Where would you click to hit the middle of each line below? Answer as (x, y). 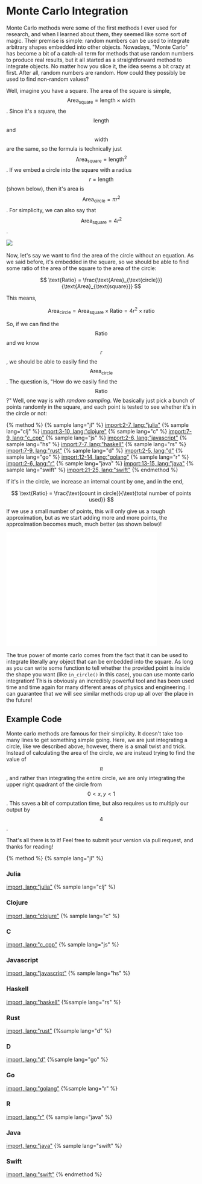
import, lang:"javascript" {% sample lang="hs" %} (68, 973)
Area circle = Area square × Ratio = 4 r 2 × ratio (101, 311)
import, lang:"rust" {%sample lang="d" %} (59, 1031)
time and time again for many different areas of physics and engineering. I (98, 687)
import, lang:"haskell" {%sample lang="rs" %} (64, 1002)
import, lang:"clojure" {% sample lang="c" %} (63, 916)
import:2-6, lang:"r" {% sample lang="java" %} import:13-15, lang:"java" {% (100, 464)
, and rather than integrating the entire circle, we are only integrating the (96, 778)
